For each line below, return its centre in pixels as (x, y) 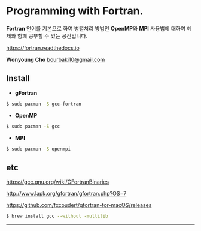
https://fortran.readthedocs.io (43, 48)
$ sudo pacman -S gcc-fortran (44, 104)
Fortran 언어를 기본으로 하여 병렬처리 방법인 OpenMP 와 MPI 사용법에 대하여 (96, 28)
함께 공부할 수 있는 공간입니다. (52, 36)
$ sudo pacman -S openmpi (38, 149)
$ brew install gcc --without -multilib (57, 216)
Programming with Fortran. (75, 11)
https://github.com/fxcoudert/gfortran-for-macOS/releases (79, 205)
